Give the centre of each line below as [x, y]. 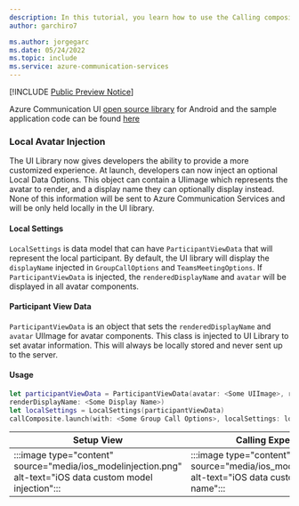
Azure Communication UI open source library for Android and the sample [143, 109]
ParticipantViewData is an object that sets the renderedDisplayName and [140, 326]
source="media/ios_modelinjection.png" [98, 466]
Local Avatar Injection [57, 141]
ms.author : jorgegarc [49, 42]
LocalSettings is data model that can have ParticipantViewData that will [141, 248]
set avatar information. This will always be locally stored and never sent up [146, 345]
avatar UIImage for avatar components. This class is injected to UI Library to [149, 335]
